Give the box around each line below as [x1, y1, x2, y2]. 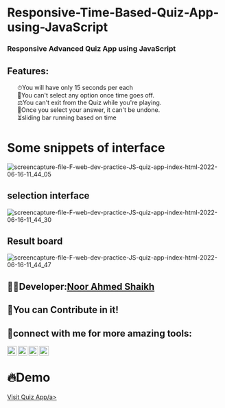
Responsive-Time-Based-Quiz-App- [7, 5, 220, 21]
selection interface [7, 190, 90, 202]
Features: [7, 65, 49, 77]
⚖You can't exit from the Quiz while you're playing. [16, 98, 162, 106]
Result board [7, 236, 63, 247]
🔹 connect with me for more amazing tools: [7, 328, 192, 339]
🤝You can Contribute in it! [7, 304, 119, 316]
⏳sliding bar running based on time [16, 113, 117, 122]
